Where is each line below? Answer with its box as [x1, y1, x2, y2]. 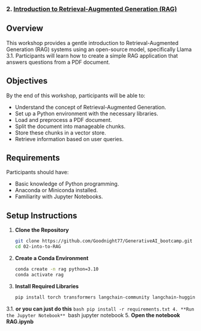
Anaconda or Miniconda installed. [14, 187, 98, 194]
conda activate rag [14, 272, 64, 278]
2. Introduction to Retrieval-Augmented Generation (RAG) [6, 5, 177, 13]
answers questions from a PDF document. [6, 58, 110, 65]
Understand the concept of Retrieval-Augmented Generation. [14, 103, 166, 111]
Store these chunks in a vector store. [14, 129, 106, 136]
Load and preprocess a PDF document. [14, 116, 112, 123]
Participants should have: [6, 169, 69, 176]
